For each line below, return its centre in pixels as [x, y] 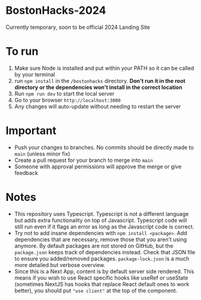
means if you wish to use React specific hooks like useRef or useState [101, 278]
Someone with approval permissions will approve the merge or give [98, 167]
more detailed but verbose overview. [60, 265]
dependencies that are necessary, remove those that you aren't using [100, 239]
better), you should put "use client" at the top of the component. [96, 290]
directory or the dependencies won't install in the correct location [98, 87]
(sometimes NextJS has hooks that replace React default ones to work [102, 284]
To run [22, 51]
